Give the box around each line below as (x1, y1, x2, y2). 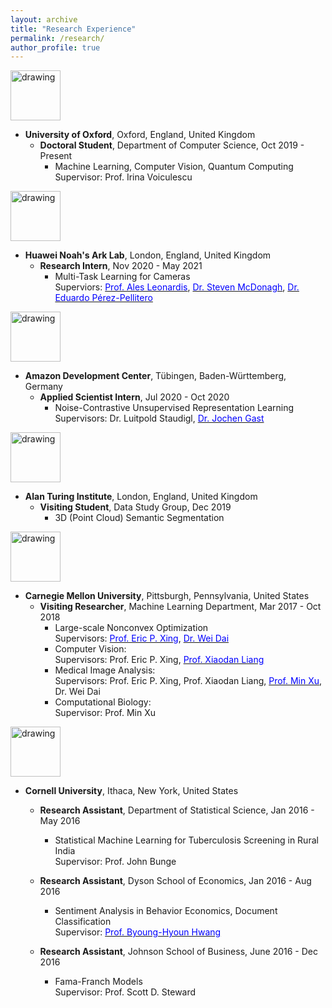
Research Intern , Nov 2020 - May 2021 (39, 260, 203, 272)
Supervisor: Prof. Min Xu (54, 707, 156, 719)
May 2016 (39, 815, 81, 827)
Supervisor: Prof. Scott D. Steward (54, 986, 197, 998)
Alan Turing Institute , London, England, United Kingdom (24, 491, 258, 503)
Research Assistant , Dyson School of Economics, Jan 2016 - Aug (39, 875, 312, 887)
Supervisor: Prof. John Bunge (54, 856, 177, 868)
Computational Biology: (54, 696, 152, 708)
